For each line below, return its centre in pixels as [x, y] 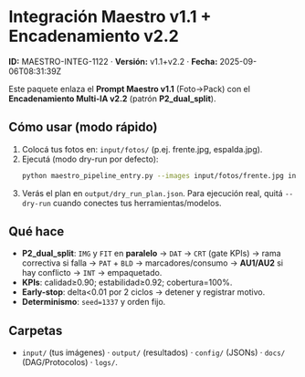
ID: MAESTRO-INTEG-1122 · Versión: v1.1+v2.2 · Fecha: [113, 61]
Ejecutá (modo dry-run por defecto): [90, 159]
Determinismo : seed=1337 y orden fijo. [94, 302]
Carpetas [36, 330]
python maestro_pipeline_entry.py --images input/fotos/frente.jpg [152, 175]
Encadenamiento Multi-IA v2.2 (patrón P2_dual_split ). [112, 99]
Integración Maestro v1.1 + [110, 17]
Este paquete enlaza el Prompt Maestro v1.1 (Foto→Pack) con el [129, 89]
